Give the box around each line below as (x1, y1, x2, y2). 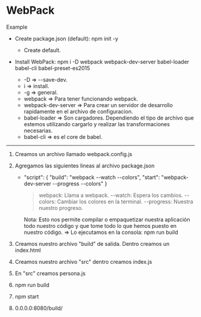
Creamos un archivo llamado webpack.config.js (14, 150, 133, 157)
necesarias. (23, 127, 53, 134)
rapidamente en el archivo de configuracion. (23, 108, 133, 115)
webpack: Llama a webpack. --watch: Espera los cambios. (38, 191, 184, 199)
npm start (14, 292, 39, 300)
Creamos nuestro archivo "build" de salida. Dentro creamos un (14, 240, 170, 247)
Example (6, 23, 28, 31)
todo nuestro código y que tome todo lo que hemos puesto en (23, 222, 177, 229)
